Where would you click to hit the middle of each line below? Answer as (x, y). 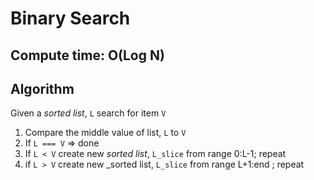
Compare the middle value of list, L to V (105, 133)
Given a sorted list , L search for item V (88, 113)
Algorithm (42, 88)
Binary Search (70, 18)
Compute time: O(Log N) (87, 55)
